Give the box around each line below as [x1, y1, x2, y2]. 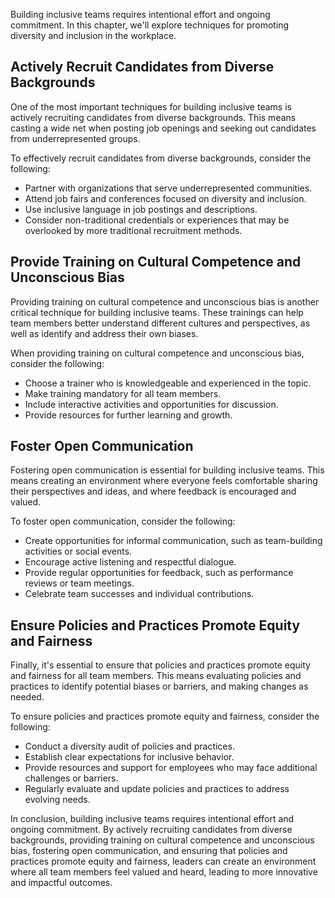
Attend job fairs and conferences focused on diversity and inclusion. [24, 192, 307, 204]
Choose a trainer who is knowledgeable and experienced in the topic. [24, 377, 312, 389]
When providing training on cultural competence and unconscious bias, [10, 347, 305, 359]
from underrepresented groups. [10, 132, 141, 144]
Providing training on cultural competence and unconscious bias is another [10, 295, 320, 308]
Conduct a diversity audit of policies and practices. [24, 740, 235, 753]
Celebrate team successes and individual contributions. [24, 588, 255, 600]
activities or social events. [24, 545, 133, 558]
